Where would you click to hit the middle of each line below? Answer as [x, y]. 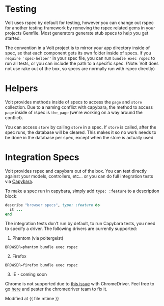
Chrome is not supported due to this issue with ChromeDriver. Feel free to [80, 284]
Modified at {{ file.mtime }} [32, 299]
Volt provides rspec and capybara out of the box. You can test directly [76, 171]
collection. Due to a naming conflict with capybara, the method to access [79, 107]
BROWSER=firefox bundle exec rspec [41, 265]
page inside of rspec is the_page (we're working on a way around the [74, 112]
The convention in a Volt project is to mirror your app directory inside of [78, 48]
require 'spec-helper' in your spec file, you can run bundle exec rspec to [80, 58]
